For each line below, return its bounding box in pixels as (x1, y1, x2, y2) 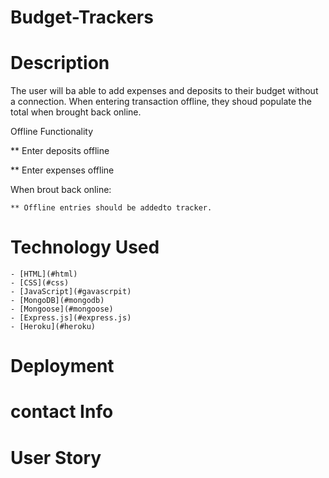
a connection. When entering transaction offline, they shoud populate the (10, 96, 312, 108)
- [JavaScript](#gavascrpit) (10, 287, 132, 297)
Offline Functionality (10, 126, 94, 138)
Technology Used (10, 236, 160, 259)
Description (10, 52, 110, 75)
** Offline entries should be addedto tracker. (10, 203, 213, 213)
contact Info (10, 401, 114, 423)
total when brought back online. (10, 106, 142, 118)
